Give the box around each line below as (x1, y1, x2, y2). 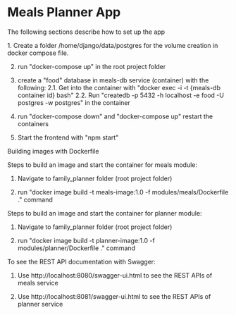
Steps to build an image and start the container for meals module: (7, 160, 197, 169)
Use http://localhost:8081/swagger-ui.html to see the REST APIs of (17, 292, 211, 300)
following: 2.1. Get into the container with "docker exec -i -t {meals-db (17, 83, 221, 92)
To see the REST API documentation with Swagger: (7, 257, 156, 266)
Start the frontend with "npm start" (17, 133, 119, 142)
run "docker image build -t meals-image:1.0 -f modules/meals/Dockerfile (17, 187, 229, 196)
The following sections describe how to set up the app (7, 27, 166, 36)
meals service (17, 278, 58, 287)
